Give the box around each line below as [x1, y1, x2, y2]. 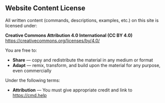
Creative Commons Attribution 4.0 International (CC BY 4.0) [5, 32, 132, 38]
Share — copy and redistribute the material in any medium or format [12, 57, 153, 63]
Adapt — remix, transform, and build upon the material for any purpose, [12, 62, 161, 68]
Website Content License [5, 4, 85, 12]
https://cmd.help [12, 92, 47, 98]
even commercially [12, 67, 51, 73]
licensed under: [5, 22, 37, 28]
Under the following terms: [5, 77, 60, 83]
